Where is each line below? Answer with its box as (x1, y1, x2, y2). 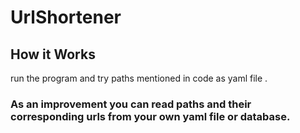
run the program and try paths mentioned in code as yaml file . (10, 72, 268, 84)
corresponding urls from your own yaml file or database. (10, 109, 291, 123)
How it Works (10, 46, 96, 63)
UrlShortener (10, 6, 122, 29)
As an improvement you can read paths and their (10, 97, 252, 111)
